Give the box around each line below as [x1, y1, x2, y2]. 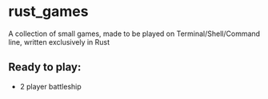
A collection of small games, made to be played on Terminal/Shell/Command [8, 29, 261, 38]
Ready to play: [8, 61, 82, 74]
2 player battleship [19, 81, 82, 91]
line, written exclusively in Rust [8, 37, 110, 46]
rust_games [8, 2, 89, 21]
